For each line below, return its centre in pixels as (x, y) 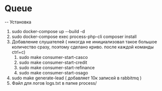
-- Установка (18, 22)
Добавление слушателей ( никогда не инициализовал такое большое (84, 41)
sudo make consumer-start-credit (53, 62)
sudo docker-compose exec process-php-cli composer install (74, 36)
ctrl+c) (18, 52)
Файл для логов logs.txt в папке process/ (54, 83)
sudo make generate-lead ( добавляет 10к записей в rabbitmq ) (77, 78)
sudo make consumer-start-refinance (57, 67)
